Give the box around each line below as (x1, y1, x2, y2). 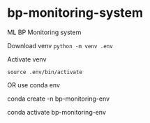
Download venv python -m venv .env (7, 41, 113, 50)
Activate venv (7, 55, 47, 64)
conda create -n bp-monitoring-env (7, 94, 110, 103)
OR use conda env (7, 80, 61, 89)
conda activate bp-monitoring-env (7, 108, 107, 116)
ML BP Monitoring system (7, 28, 82, 36)
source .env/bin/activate (7, 68, 82, 75)
